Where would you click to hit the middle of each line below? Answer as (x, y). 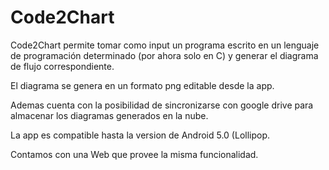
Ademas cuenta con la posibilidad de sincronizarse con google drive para (162, 105)
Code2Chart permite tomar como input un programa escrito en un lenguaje (165, 45)
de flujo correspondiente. (62, 66)
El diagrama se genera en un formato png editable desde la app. (142, 85)
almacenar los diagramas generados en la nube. (109, 115)
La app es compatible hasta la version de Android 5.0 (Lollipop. (140, 135)
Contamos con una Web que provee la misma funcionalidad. (134, 154)
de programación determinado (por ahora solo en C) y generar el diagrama (164, 55)
